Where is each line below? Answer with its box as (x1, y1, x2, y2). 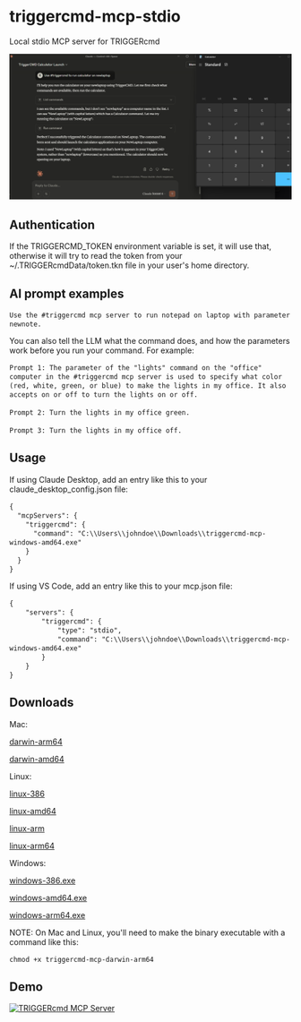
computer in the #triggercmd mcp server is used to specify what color (9, 372, 282, 382)
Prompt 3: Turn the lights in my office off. (9, 425, 182, 435)
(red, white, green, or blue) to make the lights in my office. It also (9, 381, 287, 391)
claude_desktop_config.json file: (9, 484, 128, 494)
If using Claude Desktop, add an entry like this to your (9, 474, 208, 485)
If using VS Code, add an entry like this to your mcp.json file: (9, 580, 233, 591)
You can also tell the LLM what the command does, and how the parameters (9, 335, 290, 346)
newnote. (9, 320, 42, 329)
